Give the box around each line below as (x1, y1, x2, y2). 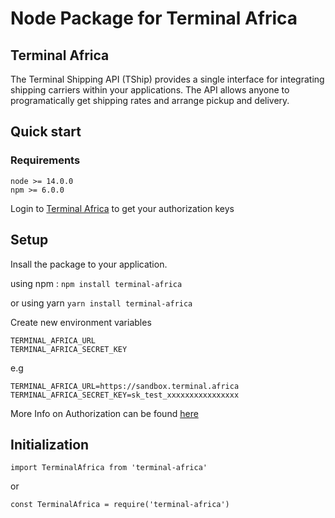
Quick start (10, 123, 82, 141)
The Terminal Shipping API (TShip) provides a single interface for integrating (10, 73, 325, 85)
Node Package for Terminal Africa (10, 7, 298, 30)
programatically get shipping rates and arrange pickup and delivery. (10, 95, 290, 106)
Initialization (10, 436, 90, 453)
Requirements (10, 153, 81, 167)
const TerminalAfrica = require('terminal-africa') (10, 500, 230, 510)
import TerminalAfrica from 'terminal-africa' (10, 463, 208, 473)
